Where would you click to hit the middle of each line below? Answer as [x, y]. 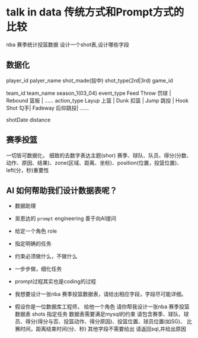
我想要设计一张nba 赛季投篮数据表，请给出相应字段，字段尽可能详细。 [100, 294]
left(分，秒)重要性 [28, 170]
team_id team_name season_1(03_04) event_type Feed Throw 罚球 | [89, 93]
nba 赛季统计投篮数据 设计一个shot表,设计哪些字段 [68, 44]
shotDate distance [28, 120]
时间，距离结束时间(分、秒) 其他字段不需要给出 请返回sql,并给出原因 [103, 329]
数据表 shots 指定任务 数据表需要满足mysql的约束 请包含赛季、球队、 [99, 314]
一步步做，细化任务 [38, 269]
